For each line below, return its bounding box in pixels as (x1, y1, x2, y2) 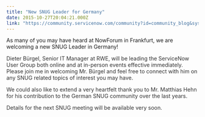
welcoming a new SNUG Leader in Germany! (6, 43, 119, 50)
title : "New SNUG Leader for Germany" (6, 8, 105, 15)
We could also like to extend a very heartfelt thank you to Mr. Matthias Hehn (6, 86, 197, 93)
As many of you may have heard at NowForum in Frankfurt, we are (6, 37, 173, 44)
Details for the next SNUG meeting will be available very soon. (6, 104, 163, 112)
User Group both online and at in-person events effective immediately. (6, 61, 183, 69)
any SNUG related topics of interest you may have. (6, 74, 134, 82)
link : (6, 20, 20, 26)
